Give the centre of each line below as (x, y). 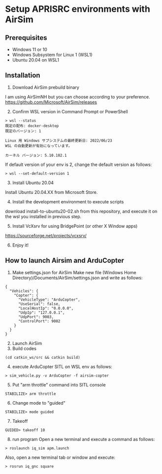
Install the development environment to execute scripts (68, 202)
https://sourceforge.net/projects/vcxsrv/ (46, 235)
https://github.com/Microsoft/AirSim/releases (51, 102)
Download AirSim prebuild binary (46, 87)
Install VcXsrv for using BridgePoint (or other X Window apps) (75, 226)
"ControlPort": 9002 (39, 321)
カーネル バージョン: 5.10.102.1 (36, 155)
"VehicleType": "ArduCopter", (49, 300)
